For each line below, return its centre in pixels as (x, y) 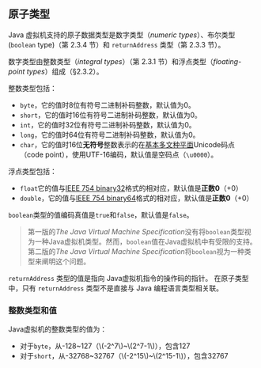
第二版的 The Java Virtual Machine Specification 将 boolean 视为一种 (136, 251)
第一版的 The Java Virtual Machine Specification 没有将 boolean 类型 (136, 231)
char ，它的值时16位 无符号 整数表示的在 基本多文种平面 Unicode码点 (127, 144)
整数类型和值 (33, 310)
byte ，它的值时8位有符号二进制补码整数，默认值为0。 (107, 104)
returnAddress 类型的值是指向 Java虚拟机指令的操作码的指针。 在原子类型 (129, 278)
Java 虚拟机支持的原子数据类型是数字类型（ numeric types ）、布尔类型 (122, 35)
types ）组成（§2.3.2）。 (65, 71)
